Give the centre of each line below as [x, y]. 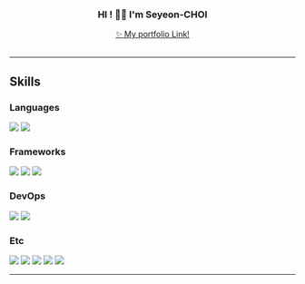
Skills [25, 81]
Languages [35, 107]
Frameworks [38, 152]
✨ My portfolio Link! [152, 34]
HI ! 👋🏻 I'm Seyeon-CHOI [152, 15]
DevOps [28, 196]
